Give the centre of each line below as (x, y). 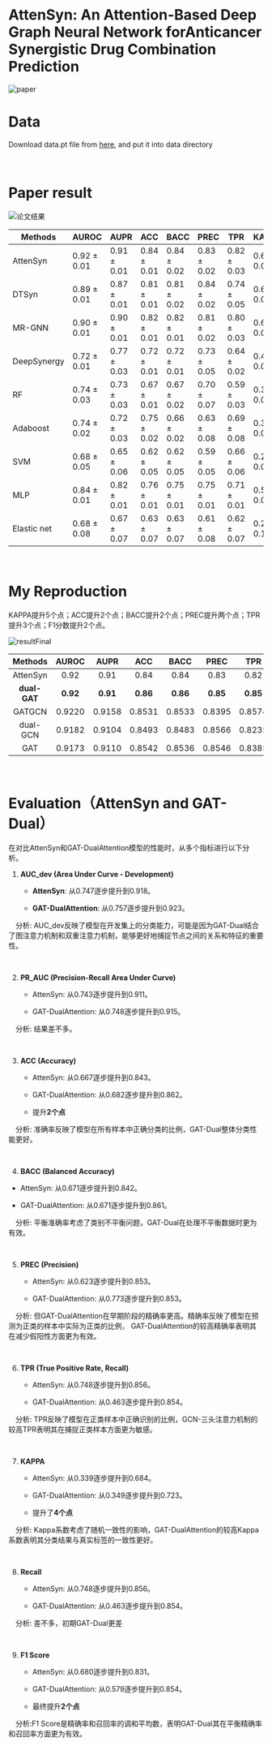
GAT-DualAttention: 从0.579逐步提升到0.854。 (109, 1688)
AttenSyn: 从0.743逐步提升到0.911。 (92, 994)
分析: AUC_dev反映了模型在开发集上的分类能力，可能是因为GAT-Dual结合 (137, 925)
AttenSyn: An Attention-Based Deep (133, 15)
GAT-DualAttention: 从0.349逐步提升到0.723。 (109, 1495)
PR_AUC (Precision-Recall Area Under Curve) (98, 977)
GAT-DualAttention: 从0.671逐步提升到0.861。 (96, 1205)
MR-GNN (31, 328)
